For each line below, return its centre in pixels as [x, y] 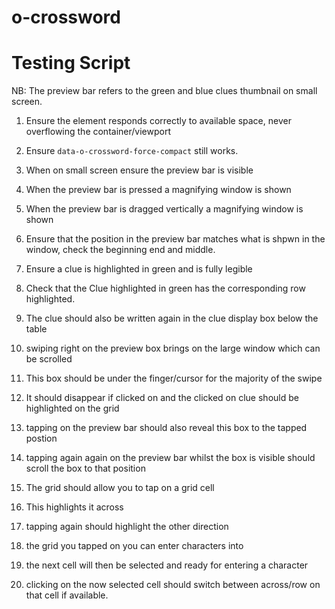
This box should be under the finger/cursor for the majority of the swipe [174, 378]
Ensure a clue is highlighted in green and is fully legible [139, 269]
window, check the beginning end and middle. [120, 250]
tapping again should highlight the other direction [127, 527]
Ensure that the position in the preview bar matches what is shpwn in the [175, 239]
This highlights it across [74, 507]
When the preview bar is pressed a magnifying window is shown [158, 190]
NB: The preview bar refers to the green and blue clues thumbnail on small [164, 91]
